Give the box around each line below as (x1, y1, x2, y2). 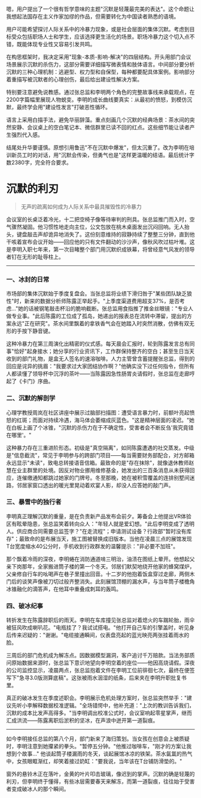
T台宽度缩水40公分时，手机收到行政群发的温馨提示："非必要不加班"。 (6, 542, 178, 549)
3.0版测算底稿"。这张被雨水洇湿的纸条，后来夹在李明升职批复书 (29, 674, 187, 681)
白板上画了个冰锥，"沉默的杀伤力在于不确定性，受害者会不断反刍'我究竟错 (11, 424, 194, 431)
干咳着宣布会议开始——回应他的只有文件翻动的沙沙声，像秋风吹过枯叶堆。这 (6, 238, 195, 245)
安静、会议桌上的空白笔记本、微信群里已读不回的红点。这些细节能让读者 (11, 124, 190, 131)
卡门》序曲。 (22, 377, 54, 385)
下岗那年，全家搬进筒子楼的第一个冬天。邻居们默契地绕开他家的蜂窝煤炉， (11, 563, 195, 570)
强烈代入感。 (11, 131, 43, 138)
